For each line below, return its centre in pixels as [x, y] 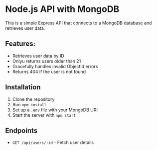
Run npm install [29, 104]
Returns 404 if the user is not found [49, 72]
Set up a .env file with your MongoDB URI [55, 110]
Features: [20, 44]
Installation [23, 87]
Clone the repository [33, 99]
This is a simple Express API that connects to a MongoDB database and [78, 23]
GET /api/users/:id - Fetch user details [53, 143]
